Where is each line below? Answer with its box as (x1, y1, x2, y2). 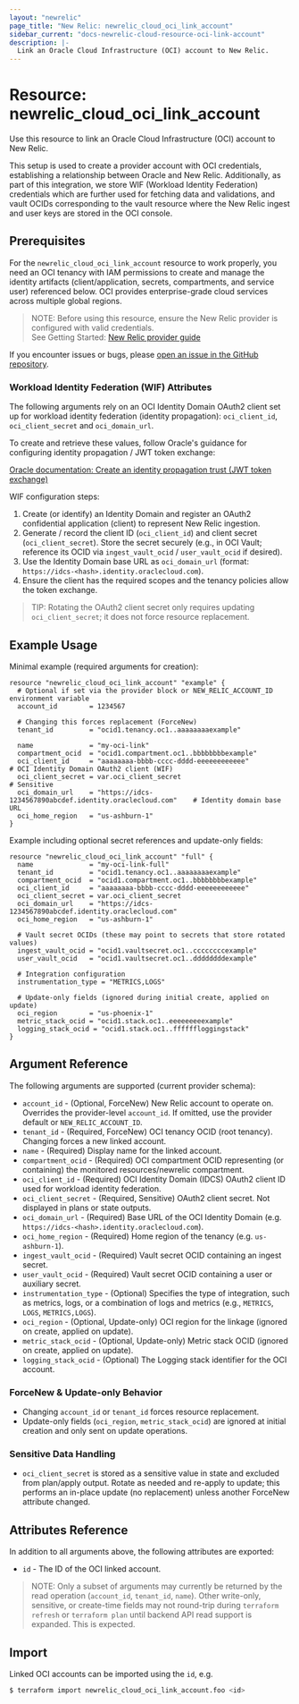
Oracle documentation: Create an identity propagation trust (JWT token (9, 464, 272, 475)
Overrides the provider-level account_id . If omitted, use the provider (21, 1106, 272, 1118)
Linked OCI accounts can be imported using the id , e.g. (9, 1669, 213, 1680)
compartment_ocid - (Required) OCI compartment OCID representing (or (21, 1155, 284, 1166)
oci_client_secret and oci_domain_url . (9, 420, 154, 431)
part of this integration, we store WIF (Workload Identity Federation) (9, 180, 259, 191)
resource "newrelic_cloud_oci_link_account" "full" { (9, 852, 214, 861)
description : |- (9, 38, 70, 47)
